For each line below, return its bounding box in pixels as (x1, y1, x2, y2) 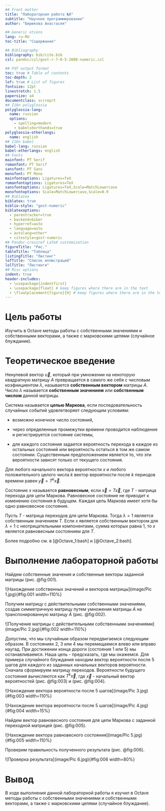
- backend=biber (9, 217, 43, 222)
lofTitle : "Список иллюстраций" (5, 258, 71, 263)
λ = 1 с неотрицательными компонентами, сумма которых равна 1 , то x (5, 523, 156, 529)
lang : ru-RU (5, 34, 29, 39)
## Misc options (5, 267, 38, 272)
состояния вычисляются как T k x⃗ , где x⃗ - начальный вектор (5, 672, 135, 679)
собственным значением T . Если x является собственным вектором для (5, 518, 159, 523)
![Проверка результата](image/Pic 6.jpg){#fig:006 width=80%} (5, 756, 135, 762)
